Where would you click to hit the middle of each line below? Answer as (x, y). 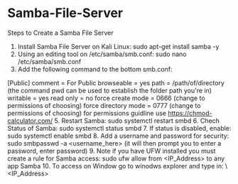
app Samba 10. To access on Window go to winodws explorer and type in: (115, 166)
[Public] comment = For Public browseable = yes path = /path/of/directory (116, 82)
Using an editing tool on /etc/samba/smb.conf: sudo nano (102, 54)
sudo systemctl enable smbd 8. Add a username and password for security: (118, 136)
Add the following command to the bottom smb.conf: (95, 69)
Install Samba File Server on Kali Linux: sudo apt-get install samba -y (118, 46)
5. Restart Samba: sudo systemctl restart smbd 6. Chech (137, 120)
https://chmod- (190, 113)
